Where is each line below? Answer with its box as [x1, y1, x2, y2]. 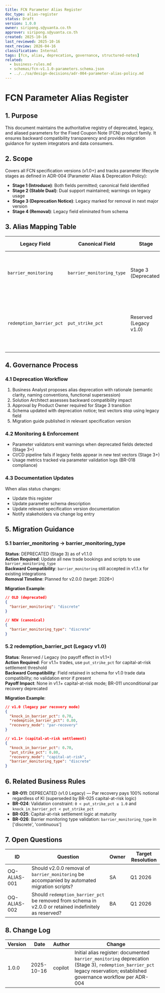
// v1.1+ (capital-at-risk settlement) [5, 736, 87, 741]
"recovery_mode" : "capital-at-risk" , [9, 754, 87, 759]
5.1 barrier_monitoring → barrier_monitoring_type [5, 540, 126, 547]
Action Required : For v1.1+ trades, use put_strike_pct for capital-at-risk [5, 659, 151, 665]
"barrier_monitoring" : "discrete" [9, 604, 80, 609]
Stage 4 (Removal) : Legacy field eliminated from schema [12, 208, 129, 214]
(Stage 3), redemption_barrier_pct [74, 961, 155, 968]
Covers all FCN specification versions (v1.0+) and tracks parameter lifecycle [5, 167, 159, 173]
